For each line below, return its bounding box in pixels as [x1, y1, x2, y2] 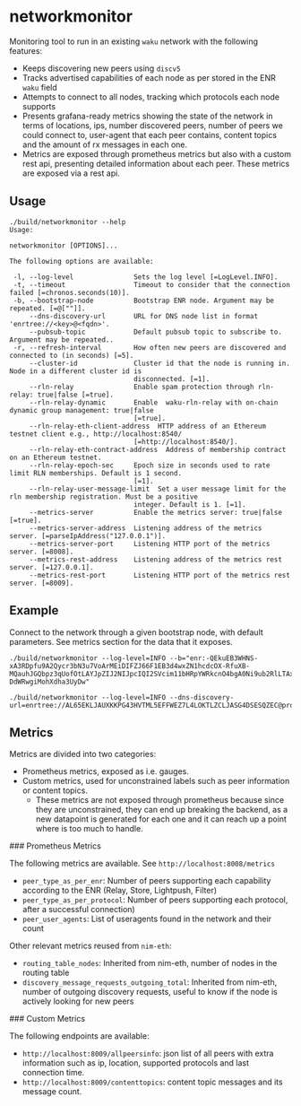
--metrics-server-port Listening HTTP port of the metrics [29, 539, 271, 548]
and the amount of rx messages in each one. [21, 139, 188, 150]
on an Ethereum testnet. [9, 453, 102, 462]
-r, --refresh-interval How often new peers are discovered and [13, 343, 287, 352]
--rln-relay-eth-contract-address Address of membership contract [29, 445, 287, 454]
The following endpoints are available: [9, 1031, 150, 1041]
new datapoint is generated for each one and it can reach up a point [35, 814, 287, 824]
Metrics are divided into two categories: [9, 749, 157, 760]
